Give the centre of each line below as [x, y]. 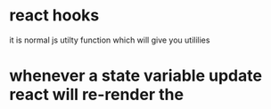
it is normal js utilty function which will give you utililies [110, 40]
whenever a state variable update [136, 76]
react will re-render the [97, 95]
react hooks [54, 16]
